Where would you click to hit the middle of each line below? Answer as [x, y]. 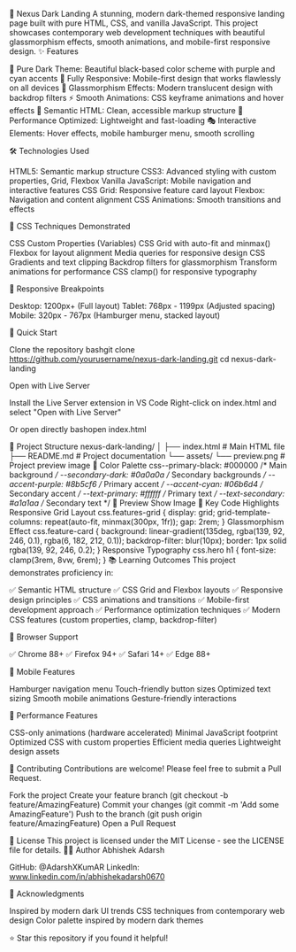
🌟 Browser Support [44, 637]
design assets [34, 751]
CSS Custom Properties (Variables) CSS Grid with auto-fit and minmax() [140, 243]
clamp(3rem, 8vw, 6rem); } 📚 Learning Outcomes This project [122, 560]
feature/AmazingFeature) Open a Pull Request [93, 823]
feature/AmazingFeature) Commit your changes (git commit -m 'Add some [144, 805]
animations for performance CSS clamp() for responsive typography [133, 271]
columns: [26, 522]
